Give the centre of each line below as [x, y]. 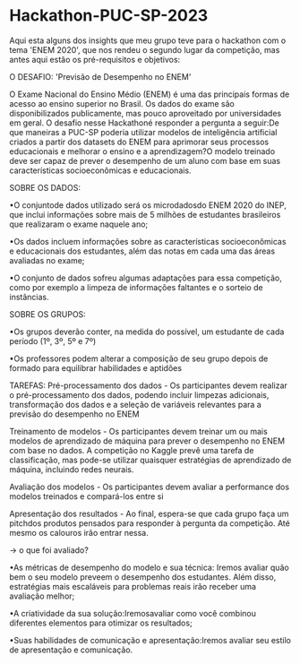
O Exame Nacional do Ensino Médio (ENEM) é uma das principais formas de [150, 94]
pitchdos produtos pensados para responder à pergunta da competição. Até [150, 523]
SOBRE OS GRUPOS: [48, 314]
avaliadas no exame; [47, 260]
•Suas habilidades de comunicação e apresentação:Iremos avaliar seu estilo [150, 640]
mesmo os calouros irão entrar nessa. [79, 532]
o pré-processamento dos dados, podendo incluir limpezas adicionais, [139, 394]
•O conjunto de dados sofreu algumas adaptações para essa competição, [146, 278]
